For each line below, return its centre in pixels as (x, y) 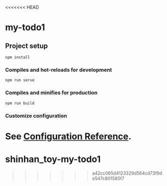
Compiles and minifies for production (51, 93)
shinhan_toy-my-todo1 (53, 159)
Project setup (27, 46)
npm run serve (20, 80)
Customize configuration (36, 115)
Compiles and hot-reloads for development (59, 69)
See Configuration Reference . (68, 136)
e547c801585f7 (108, 178)
